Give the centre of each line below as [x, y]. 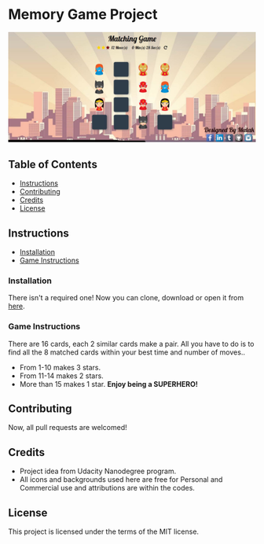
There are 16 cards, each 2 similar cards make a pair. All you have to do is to [131, 344]
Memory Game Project [83, 15]
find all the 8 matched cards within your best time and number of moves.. [127, 352]
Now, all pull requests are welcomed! [68, 428]
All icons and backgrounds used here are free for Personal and [121, 480]
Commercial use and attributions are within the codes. [107, 488]
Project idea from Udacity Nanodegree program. [98, 471]
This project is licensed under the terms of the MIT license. [103, 531]
